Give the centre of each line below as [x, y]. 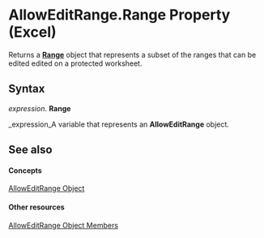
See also [30, 150]
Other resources [36, 207]
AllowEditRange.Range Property [119, 15]
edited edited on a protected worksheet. [75, 63]
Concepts [25, 170]
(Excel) [32, 32]
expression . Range [40, 108]
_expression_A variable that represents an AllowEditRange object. [119, 124]
